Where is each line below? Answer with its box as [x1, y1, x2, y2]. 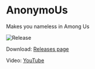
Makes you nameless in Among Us [6, 23, 90, 30]
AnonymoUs [6, 4, 69, 17]
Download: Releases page [6, 45, 69, 53]
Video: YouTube [6, 57, 45, 64]
